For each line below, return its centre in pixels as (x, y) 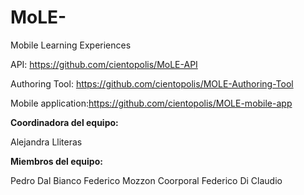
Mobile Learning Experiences (71, 45)
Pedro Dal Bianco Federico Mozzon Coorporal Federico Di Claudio (146, 180)
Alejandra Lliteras (46, 142)
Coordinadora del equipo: (64, 122)
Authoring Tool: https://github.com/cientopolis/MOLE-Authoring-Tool (152, 83)
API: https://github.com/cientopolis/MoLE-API (104, 64)
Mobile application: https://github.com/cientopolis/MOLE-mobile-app (151, 103)
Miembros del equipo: (56, 161)
